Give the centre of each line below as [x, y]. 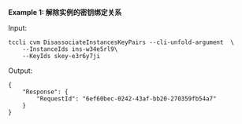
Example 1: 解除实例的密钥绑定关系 [65, 12]
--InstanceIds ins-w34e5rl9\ [70, 49]
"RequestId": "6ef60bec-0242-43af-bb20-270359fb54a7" [127, 99]
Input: [18, 28]
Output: [20, 71]
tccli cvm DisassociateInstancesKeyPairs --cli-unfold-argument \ [121, 42]
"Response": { [45, 92]
